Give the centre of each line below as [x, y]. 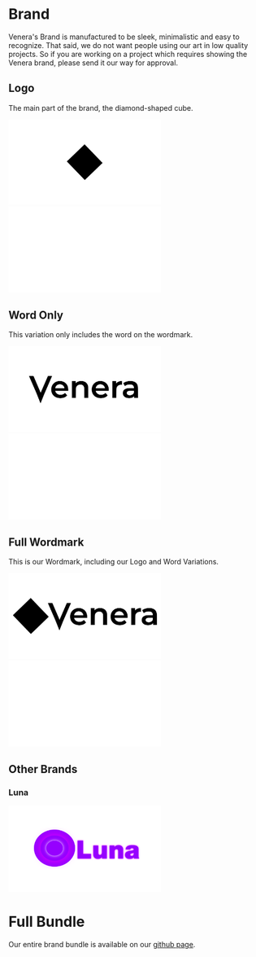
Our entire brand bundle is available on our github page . [102, 945]
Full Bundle [47, 922]
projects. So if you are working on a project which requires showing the [128, 54]
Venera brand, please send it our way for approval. [93, 63]
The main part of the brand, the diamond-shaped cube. [101, 108]
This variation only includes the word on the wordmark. [101, 335]
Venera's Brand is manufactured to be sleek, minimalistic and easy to [124, 37]
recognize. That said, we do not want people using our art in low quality [128, 45]
